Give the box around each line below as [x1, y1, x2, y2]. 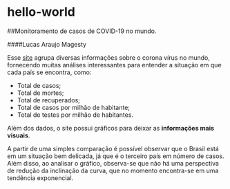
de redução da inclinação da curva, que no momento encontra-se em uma [7, 166, 219, 175]
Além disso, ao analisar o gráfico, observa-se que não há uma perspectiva [7, 159, 220, 167]
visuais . [7, 131, 30, 140]
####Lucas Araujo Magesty [7, 40, 87, 48]
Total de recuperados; [17, 96, 81, 104]
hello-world [7, 4, 76, 20]
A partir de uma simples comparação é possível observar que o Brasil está [7, 144, 219, 153]
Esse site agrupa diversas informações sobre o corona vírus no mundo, [7, 53, 211, 62]
